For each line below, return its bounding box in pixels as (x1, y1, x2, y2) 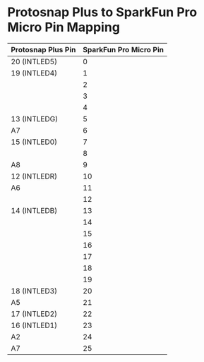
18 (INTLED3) (11, 286, 58, 296)
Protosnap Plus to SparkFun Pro (7, 4, 198, 20)
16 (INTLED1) (11, 320, 58, 330)
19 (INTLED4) (11, 68, 58, 78)
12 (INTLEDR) (11, 171, 58, 181)
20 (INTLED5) (11, 56, 58, 66)
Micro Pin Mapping (7, 19, 120, 35)
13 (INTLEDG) (11, 114, 59, 123)
